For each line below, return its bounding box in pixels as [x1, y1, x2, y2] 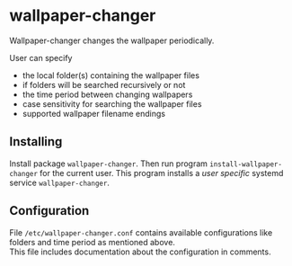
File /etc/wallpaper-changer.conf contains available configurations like [9, 226, 273, 238]
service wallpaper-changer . [9, 177, 111, 188]
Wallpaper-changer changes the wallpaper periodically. [9, 35, 215, 46]
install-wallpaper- [209, 159, 283, 169]
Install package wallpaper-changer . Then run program [9, 158, 208, 169]
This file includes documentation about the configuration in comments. [9, 246, 271, 257]
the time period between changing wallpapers [22, 89, 193, 100]
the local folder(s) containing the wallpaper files [22, 69, 200, 81]
